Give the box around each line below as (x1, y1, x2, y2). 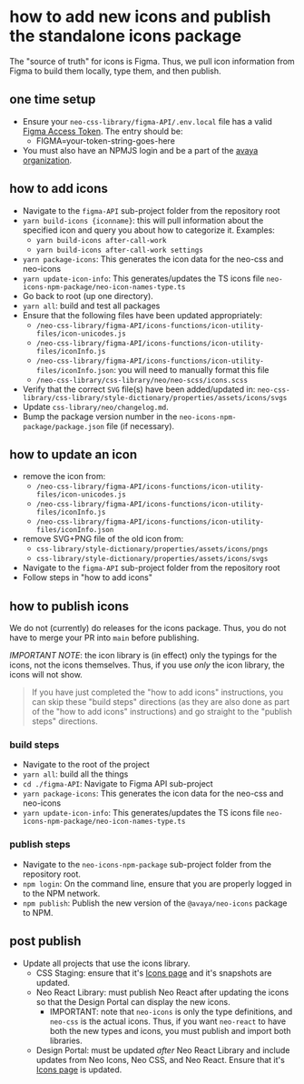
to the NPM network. (22, 888, 101, 898)
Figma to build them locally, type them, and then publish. (9, 65, 221, 76)
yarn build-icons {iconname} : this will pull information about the (22, 215, 264, 226)
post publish (9, 934, 82, 949)
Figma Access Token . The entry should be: (22, 125, 183, 136)
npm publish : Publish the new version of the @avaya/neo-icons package (22, 898, 288, 908)
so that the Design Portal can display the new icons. (35, 996, 230, 1007)
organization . (22, 155, 73, 166)
